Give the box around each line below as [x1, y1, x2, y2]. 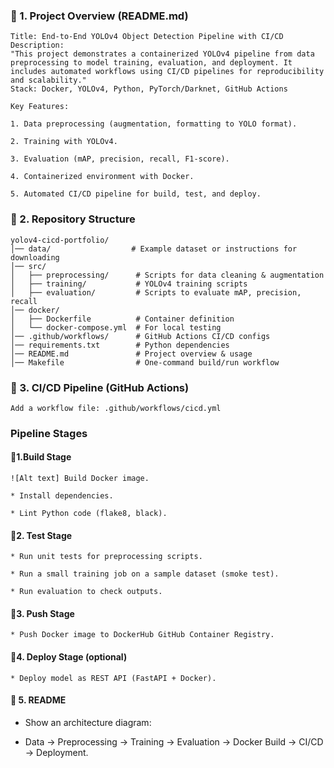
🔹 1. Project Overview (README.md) [10, 9, 189, 23]
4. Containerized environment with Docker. [10, 172, 195, 182]
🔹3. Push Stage [10, 607, 75, 619]
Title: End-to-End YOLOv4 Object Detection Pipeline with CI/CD [10, 32, 284, 42]
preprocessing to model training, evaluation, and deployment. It [10, 58, 293, 68]
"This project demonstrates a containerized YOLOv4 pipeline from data [10, 49, 315, 59]
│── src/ [10, 261, 47, 271]
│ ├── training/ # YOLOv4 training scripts [10, 279, 248, 289]
